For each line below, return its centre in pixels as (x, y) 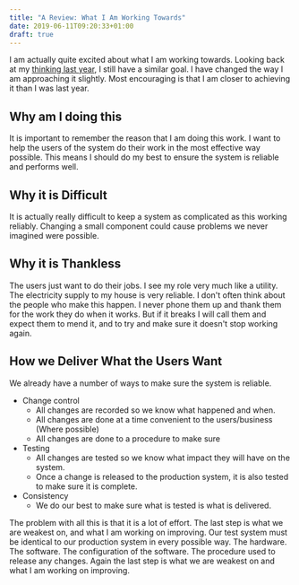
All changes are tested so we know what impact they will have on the (163, 458)
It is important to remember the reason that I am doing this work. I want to (145, 138)
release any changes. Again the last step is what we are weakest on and (142, 561)
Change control (51, 400)
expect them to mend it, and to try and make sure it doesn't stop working (144, 323)
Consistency (45, 495)
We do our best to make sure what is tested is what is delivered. (153, 505)
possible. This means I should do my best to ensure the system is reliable (144, 157)
